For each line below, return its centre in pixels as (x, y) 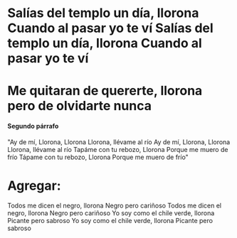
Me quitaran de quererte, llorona (105, 91)
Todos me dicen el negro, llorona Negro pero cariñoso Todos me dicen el (115, 205)
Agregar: (35, 185)
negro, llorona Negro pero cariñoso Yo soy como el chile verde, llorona (111, 213)
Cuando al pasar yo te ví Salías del (110, 28)
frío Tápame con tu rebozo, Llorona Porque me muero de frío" (98, 157)
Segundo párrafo (33, 126)
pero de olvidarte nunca (79, 106)
